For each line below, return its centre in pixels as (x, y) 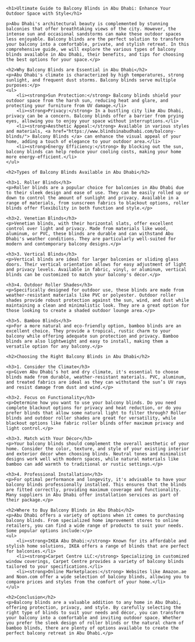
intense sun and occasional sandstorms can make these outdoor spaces (94, 34)
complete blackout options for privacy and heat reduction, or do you (94, 408)
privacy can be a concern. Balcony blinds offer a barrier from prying (95, 116)
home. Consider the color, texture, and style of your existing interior (98, 449)
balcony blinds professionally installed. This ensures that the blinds (96, 485)
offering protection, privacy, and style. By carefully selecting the (94, 607)
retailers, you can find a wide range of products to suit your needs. (95, 526)
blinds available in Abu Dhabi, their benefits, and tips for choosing (95, 54)
